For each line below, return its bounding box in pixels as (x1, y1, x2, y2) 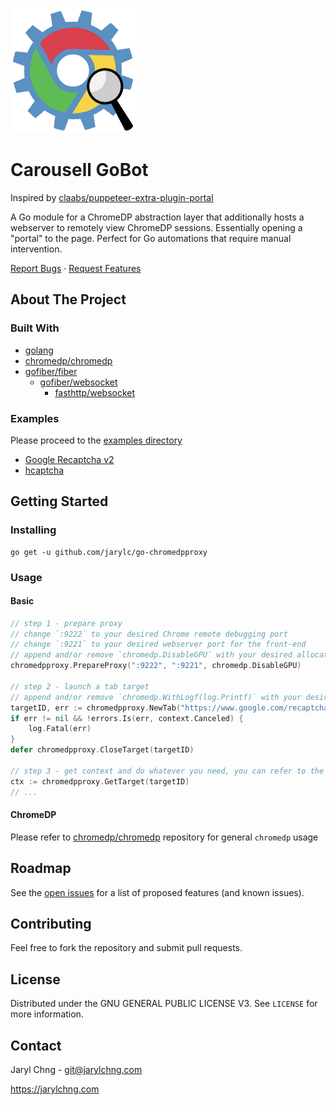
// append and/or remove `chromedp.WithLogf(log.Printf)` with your (10, 692, 302, 702)
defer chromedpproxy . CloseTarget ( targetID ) (10, 745, 195, 755)
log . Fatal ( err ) (28, 724, 92, 734)
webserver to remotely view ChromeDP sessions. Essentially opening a (10, 221, 303, 233)
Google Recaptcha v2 (24, 453, 115, 465)
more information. (10, 1008, 84, 1020)
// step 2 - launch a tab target (10, 681, 150, 692)
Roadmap (10, 860, 72, 877)
